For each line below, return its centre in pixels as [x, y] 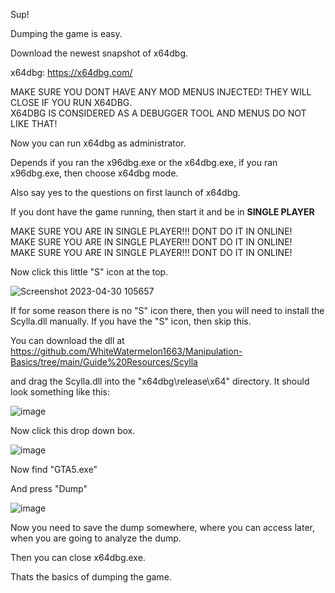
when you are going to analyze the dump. [96, 538]
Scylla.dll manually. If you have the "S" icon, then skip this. [131, 321]
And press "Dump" [49, 488]
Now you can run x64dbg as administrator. [98, 143]
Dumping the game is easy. [66, 33]
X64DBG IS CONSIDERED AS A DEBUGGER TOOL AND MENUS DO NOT [158, 113]
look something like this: [60, 392]
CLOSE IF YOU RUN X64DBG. [71, 102]
